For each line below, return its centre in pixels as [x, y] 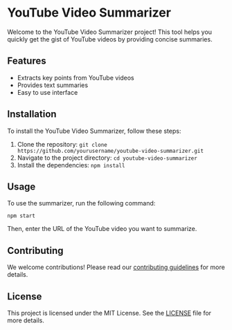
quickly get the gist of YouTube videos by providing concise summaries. [110, 39]
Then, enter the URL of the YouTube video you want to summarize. [102, 229]
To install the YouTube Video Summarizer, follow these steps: [94, 131]
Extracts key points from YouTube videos [76, 77]
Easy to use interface [47, 92]
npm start [21, 216]
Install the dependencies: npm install [71, 165]
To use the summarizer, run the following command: [81, 203]
